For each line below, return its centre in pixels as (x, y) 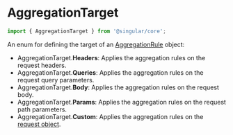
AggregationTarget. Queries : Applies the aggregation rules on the (110, 72)
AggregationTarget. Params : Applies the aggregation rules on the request (121, 102)
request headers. (42, 65)
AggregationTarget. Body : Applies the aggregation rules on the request (118, 87)
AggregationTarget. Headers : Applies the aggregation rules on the (111, 57)
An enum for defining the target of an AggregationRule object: (96, 44)
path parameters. (42, 109)
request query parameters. (56, 80)
